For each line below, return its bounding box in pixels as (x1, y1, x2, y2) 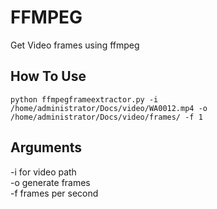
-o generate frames (10, 176, 91, 188)
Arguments (10, 139, 83, 156)
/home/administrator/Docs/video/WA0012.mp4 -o (10, 103, 208, 113)
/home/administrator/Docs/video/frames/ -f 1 (10, 112, 203, 122)
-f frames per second (10, 187, 99, 199)
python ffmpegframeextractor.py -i (10, 94, 159, 105)
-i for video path (10, 166, 77, 178)
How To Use (10, 68, 87, 85)
